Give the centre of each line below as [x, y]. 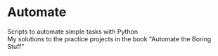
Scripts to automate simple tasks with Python [73, 31]
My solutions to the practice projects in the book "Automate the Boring [109, 38]
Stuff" [16, 46]
